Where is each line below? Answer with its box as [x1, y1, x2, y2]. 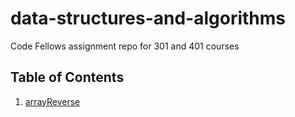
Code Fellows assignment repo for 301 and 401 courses [10, 40, 240, 52]
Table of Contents [10, 69, 125, 86]
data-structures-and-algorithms [10, 7, 287, 30]
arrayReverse [24, 95, 81, 107]
